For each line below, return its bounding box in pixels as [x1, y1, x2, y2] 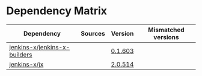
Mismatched [148, 26, 185, 34]
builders [9, 50, 32, 59]
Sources [81, 29, 105, 37]
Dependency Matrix [6, 4, 107, 18]
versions [153, 33, 179, 41]
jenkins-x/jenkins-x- [9, 43, 70, 51]
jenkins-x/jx [9, 60, 44, 68]
